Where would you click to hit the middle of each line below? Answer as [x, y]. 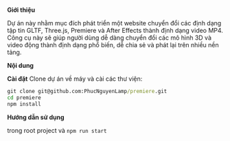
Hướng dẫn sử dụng [36, 117]
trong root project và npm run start [57, 130]
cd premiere [24, 98]
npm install [24, 104]
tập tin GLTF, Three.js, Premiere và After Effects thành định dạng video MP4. [115, 30]
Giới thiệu [21, 10]
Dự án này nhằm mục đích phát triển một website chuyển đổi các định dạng [114, 23]
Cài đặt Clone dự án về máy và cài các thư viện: [75, 79]
